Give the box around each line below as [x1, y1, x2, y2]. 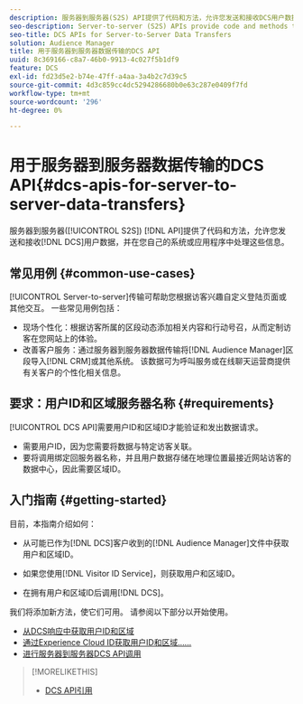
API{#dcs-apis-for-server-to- [9, 175, 237, 195]
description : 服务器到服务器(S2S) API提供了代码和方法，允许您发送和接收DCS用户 [9, 13, 286, 23]
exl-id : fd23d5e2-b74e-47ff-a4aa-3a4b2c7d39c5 [9, 72, 188, 81]
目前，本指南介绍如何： [9, 518, 96, 529]
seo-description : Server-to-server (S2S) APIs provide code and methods [9, 22, 289, 31]
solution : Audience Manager [9, 38, 115, 48]
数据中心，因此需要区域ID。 [22, 463, 126, 474]
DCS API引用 [44, 684, 93, 696]
